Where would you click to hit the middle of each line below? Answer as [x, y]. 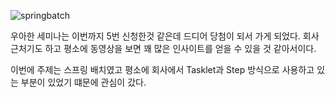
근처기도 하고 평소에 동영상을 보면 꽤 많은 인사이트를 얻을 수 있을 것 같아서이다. [163, 48]
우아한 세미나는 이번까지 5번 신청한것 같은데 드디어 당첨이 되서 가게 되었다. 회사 [165, 36]
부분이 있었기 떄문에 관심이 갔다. [83, 82]
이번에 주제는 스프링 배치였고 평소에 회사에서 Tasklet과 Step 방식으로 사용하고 [162, 69]
